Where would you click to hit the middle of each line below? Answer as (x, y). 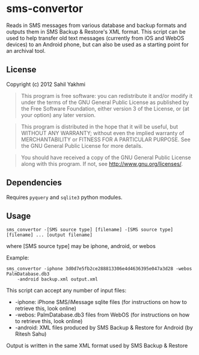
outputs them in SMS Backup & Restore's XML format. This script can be (96, 31)
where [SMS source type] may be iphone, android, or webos (81, 246)
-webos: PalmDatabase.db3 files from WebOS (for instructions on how (102, 315)
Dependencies (34, 183)
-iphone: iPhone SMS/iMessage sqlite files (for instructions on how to (101, 302)
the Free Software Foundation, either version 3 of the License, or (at (105, 108)
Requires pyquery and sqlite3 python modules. (64, 197)
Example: (18, 258)
